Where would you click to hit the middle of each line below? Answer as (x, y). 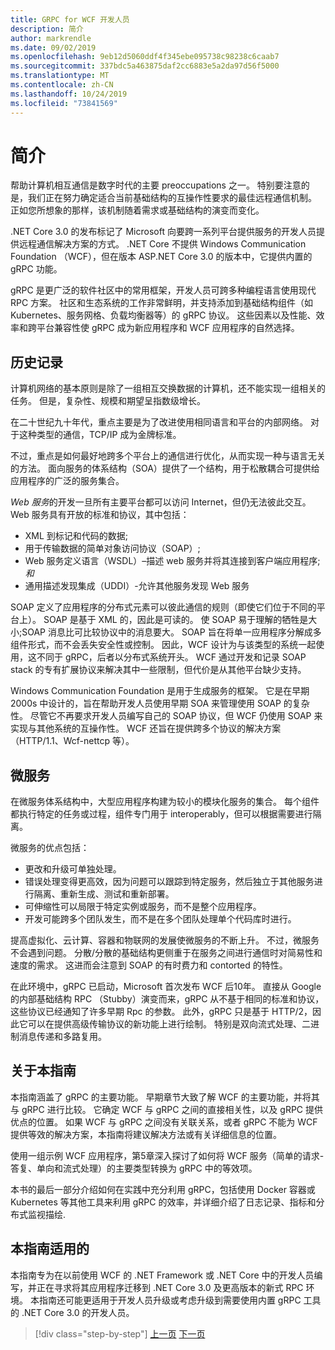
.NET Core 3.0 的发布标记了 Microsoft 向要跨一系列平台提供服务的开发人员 (163, 232)
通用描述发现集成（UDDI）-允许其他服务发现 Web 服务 (137, 586)
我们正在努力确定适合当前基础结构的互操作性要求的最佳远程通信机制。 (172, 198)
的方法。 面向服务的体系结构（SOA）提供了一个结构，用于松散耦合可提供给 (165, 468)
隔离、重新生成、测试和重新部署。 (104, 894)
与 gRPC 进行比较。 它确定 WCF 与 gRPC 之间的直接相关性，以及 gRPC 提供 (167, 1109)
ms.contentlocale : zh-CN (62, 85)
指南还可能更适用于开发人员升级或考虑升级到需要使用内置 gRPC (170, 1300)
